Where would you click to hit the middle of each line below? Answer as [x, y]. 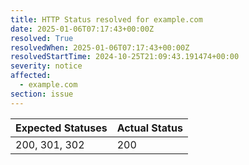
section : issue [42, 94]
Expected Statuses [61, 128]
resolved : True [42, 38]
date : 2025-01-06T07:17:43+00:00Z [82, 29]
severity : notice [46, 66]
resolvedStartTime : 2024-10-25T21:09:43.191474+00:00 [125, 57]
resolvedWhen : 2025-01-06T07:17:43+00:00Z [100, 47]
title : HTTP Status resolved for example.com [106, 19]
